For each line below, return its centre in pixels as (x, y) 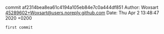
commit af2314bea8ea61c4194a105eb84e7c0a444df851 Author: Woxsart (82, 7)
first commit (19, 27)
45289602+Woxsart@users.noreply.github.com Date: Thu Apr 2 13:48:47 (82, 13)
